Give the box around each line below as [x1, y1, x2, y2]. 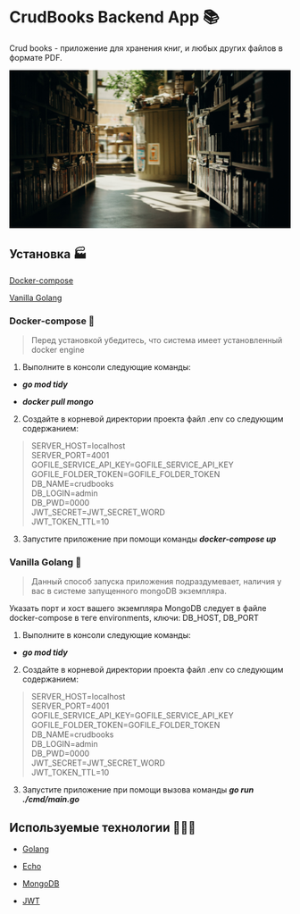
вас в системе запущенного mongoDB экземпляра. [30, 586, 228, 597]
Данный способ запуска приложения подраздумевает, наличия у [30, 576, 282, 587]
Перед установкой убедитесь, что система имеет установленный [30, 335, 283, 346]
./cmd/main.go [21, 794, 80, 805]
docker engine [30, 345, 85, 356]
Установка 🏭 [9, 247, 87, 262]
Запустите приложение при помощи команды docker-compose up [21, 533, 277, 545]
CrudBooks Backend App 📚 [9, 7, 221, 28]
